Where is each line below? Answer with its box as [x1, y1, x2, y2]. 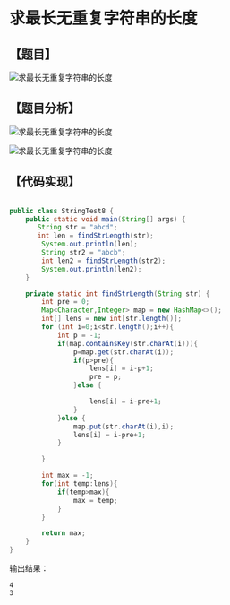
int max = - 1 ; [41, 471, 94, 480]
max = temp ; [72, 496, 118, 505]
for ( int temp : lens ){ [41, 480, 118, 488]
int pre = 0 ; [41, 298, 90, 307]
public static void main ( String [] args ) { [25, 214, 186, 224]
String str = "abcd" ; [37, 223, 118, 232]
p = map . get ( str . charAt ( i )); [72, 347, 175, 357]
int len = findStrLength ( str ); [37, 231, 154, 240]
